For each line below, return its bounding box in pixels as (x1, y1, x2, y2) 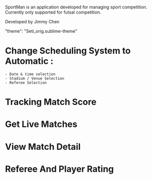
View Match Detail (5, 141, 81, 152)
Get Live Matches (5, 119, 78, 130)
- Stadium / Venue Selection (5, 76, 65, 81)
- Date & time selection (5, 72, 56, 77)
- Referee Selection (5, 80, 47, 85)
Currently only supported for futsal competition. (5, 9, 101, 15)
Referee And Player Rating (5, 163, 114, 175)
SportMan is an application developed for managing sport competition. (5, 4, 148, 10)
